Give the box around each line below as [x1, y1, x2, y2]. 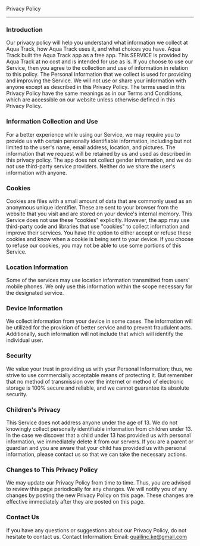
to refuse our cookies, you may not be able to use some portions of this [6, 242, 182, 249]
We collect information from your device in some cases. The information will [6, 317, 193, 325]
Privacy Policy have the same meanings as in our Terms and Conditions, [6, 90, 183, 97]
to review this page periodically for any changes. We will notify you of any [6, 486, 187, 493]
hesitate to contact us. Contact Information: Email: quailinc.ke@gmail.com [6, 533, 187, 540]
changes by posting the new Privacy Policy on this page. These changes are [6, 492, 193, 499]
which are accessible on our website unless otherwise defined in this [6, 96, 176, 103]
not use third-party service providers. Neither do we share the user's [6, 162, 176, 169]
